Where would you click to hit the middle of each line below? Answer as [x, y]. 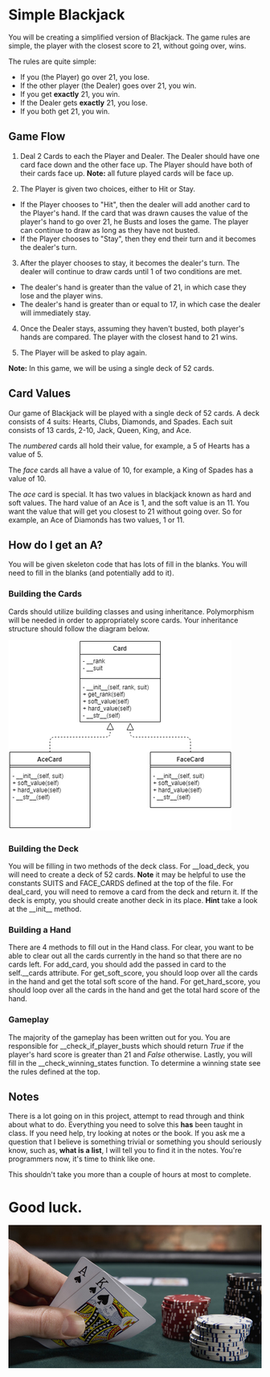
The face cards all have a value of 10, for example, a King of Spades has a [131, 470]
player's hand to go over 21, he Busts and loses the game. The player [134, 221]
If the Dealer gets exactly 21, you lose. [84, 102]
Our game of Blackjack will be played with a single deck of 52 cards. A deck [134, 413]
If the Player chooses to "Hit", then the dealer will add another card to [135, 204]
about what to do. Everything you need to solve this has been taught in [126, 1125]
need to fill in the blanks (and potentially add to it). [91, 573]
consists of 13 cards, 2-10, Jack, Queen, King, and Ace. [100, 430]
